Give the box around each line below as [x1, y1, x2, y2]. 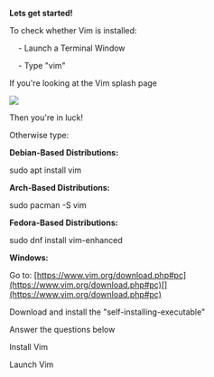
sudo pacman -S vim [9, 200, 88, 211]
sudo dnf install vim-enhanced [9, 235, 124, 245]
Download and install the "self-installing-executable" [9, 306, 206, 317]
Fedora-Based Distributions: [9, 217, 119, 228]
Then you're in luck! [9, 112, 84, 123]
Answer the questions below [9, 325, 116, 335]
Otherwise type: [9, 130, 70, 140]
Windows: [9, 252, 49, 263]
